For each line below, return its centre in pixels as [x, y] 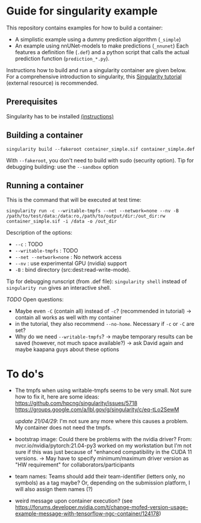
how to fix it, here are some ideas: [57, 397]
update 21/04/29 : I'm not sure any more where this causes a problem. [101, 421]
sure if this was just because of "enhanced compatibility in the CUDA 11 [104, 452]
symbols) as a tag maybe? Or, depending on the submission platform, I [103, 483]
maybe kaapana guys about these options [67, 349]
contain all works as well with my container [68, 317]
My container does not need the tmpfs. [63, 427]
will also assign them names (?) [54, 489]
